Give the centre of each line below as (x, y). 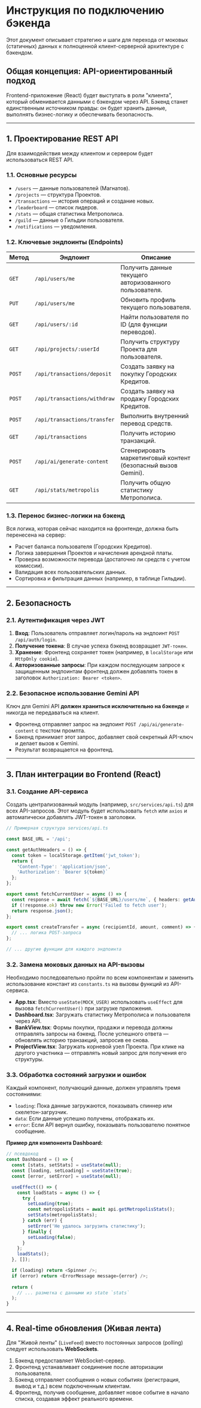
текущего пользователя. (156, 308)
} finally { (37, 1232)
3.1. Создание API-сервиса (47, 791)
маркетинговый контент (156, 458)
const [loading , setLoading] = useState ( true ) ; (72, 1171)
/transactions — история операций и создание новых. (84, 201)
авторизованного (146, 282)
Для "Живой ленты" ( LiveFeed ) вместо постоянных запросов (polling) (95, 1343)
